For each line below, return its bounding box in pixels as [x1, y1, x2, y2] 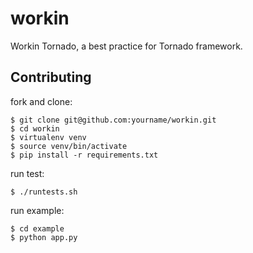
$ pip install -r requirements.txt [10, 150, 159, 160]
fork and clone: [10, 95, 73, 107]
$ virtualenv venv [10, 132, 87, 142]
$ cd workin [10, 123, 60, 134]
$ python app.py [10, 232, 78, 242]
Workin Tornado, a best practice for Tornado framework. [10, 40, 243, 52]
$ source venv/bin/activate [10, 141, 128, 151]
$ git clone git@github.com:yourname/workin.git [10, 115, 217, 125]
